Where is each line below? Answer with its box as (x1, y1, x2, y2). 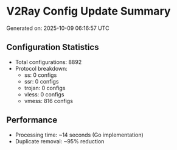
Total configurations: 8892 (15, 58, 82, 65)
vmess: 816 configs (24, 97, 73, 104)
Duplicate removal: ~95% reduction (15, 137, 105, 145)
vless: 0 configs (24, 90, 64, 98)
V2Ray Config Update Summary (6, 4, 171, 18)
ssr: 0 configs (24, 77, 59, 85)
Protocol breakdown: (15, 65, 68, 72)
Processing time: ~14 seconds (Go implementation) (15, 131, 144, 138)
